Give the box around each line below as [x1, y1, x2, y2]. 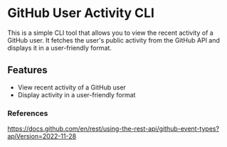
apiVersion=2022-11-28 [7, 132, 77, 141]
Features [7, 64, 48, 76]
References [7, 108, 48, 118]
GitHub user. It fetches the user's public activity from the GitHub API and [7, 36, 221, 44]
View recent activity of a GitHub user [17, 83, 127, 92]
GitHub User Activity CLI [7, 5, 155, 21]
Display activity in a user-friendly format [17, 90, 136, 99]
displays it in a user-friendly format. [7, 43, 112, 52]
